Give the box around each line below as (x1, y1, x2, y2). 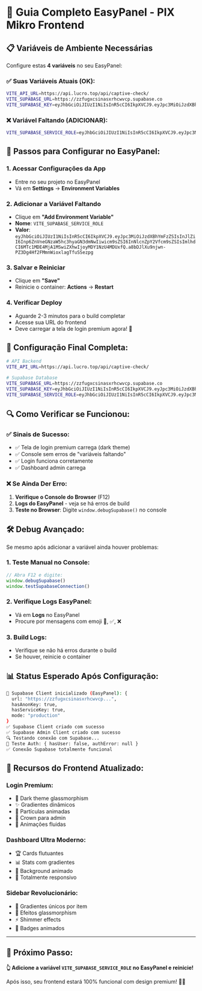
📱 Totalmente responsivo (14, 874, 77, 881)
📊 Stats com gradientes (14, 858, 75, 866)
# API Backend (6, 358, 42, 364)
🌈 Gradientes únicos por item (14, 902, 87, 910)
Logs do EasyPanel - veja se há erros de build (14, 499, 130, 507)
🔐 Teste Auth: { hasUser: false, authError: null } (6, 740, 138, 746)
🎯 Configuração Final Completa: (6, 343, 128, 353)
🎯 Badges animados (14, 924, 65, 931)
